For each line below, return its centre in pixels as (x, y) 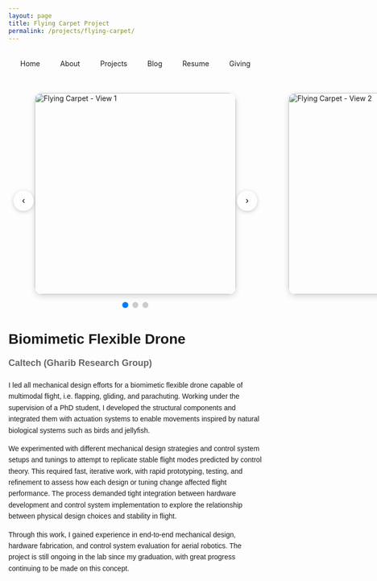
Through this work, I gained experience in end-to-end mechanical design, (122, 534)
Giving (240, 64)
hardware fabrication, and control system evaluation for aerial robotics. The (125, 546)
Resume (196, 64)
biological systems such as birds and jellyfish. (79, 430)
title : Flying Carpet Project (59, 23)
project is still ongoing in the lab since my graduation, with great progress (122, 557)
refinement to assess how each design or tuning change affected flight (118, 483)
